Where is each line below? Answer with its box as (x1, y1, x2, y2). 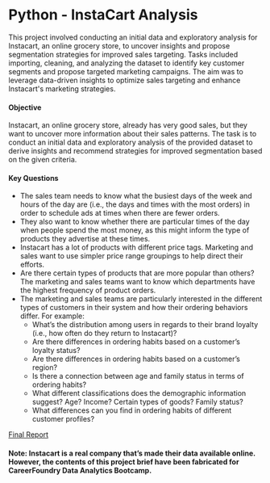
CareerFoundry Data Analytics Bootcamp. (8, 465, 152, 475)
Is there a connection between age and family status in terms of (31, 372, 244, 381)
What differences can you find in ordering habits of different (31, 405, 232, 415)
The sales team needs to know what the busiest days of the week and (19, 191, 252, 201)
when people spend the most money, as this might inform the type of (19, 225, 250, 235)
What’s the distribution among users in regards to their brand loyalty (31, 320, 259, 330)
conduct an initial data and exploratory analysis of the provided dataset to (8, 137, 253, 147)
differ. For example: (19, 311, 85, 321)
